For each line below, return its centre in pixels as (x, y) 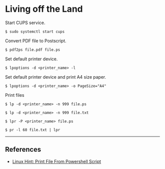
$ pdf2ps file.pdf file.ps (33, 50)
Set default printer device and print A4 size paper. (56, 77)
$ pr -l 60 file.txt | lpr (33, 130)
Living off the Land (44, 9)
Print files (15, 95)
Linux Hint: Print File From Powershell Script (57, 161)
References (23, 150)
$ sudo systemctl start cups (35, 31)
